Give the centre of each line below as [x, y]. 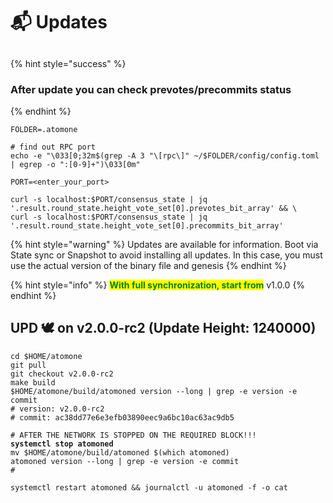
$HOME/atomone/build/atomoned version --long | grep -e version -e [154, 391]
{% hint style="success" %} [68, 63]
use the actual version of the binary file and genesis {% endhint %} [148, 265]
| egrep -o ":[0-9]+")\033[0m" [75, 164]
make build [33, 382]
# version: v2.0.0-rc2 [57, 409]
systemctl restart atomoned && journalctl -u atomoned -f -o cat [149, 487]
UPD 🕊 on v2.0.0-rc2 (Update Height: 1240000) [163, 328]
